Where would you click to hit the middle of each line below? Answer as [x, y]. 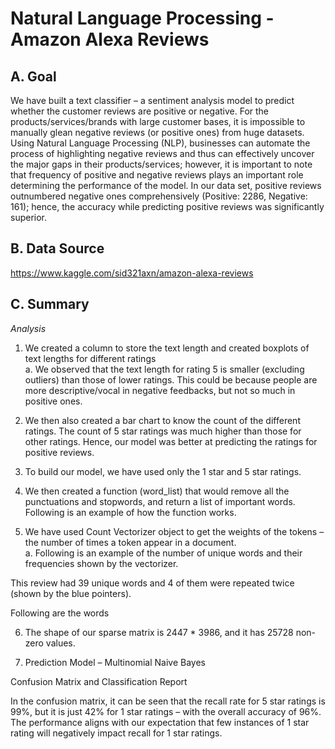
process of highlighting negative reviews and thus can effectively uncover [162, 153]
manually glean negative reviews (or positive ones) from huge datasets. [157, 132]
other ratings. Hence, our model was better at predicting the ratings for [171, 441]
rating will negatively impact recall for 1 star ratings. [116, 733]
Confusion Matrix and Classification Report [99, 681]
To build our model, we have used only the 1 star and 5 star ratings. [163, 471]
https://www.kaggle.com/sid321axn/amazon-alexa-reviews [132, 273]
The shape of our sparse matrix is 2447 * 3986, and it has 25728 [159, 632]
